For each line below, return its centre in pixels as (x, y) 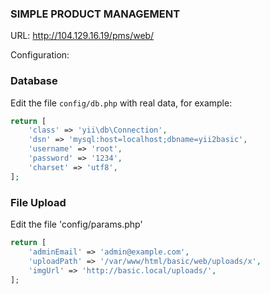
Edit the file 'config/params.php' (76, 224)
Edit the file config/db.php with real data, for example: (121, 103)
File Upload (38, 202)
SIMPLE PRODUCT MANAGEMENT (95, 14)
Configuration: (40, 55)
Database (34, 81)
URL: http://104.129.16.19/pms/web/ (82, 36)
